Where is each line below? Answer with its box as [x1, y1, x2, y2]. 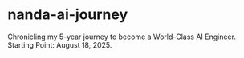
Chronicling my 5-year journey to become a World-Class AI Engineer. [7, 32, 236, 41]
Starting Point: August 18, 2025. [7, 40, 112, 49]
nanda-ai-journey [7, 6, 128, 24]
